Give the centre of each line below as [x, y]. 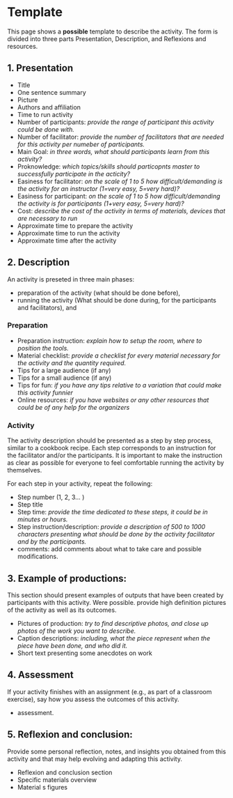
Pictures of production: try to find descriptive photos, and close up [113, 623]
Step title [30, 505]
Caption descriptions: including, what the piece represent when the [114, 638]
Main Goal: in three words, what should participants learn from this [113, 151]
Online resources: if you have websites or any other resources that [113, 400]
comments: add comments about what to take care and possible [109, 549]
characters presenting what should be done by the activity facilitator [116, 535]
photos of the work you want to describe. [77, 631]
